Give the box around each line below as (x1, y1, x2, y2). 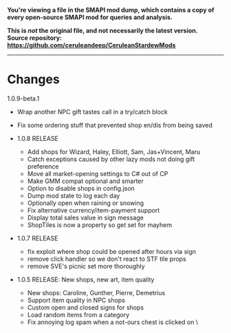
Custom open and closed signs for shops (27, 303, 144, 312)
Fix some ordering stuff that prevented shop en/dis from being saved (16, 120, 213, 129)
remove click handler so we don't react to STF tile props (27, 255, 187, 263)
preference (27, 162, 59, 171)
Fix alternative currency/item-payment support (27, 206, 160, 214)
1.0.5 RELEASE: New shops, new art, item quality (16, 275, 155, 283)
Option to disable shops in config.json (27, 184, 135, 192)
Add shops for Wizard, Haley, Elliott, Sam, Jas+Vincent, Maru (27, 147, 201, 155)
